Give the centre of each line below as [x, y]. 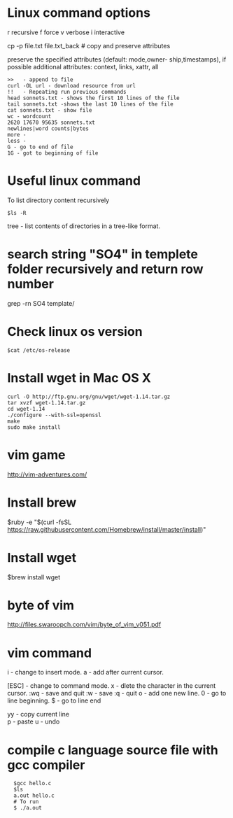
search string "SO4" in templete [103, 254]
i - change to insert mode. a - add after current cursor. [86, 672]
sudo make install [34, 427]
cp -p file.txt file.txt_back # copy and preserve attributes [89, 45]
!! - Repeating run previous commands [67, 92]
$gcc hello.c [33, 784]
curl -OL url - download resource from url [72, 85]
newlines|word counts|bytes [48, 128]
